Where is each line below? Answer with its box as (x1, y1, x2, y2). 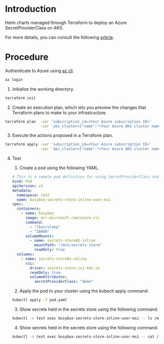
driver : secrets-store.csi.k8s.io (30, 266, 100, 270)
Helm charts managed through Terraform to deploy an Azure (5, 20, 127, 25)
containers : (17, 206, 41, 211)
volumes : (17, 252, 35, 257)
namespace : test (17, 193, 50, 197)
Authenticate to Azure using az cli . (5, 68, 74, 74)
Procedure (5, 51, 49, 63)
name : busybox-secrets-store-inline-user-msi (17, 197, 111, 202)
